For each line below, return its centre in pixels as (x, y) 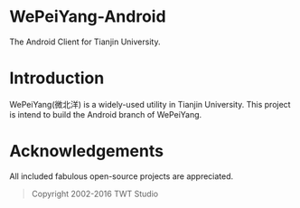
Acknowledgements (87, 151)
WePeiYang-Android (88, 17)
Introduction (57, 78)
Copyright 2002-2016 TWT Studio (95, 194)
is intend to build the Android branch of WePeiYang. (106, 114)
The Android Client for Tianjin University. (85, 42)
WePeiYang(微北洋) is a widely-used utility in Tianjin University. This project (150, 104)
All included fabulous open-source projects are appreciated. (122, 176)
